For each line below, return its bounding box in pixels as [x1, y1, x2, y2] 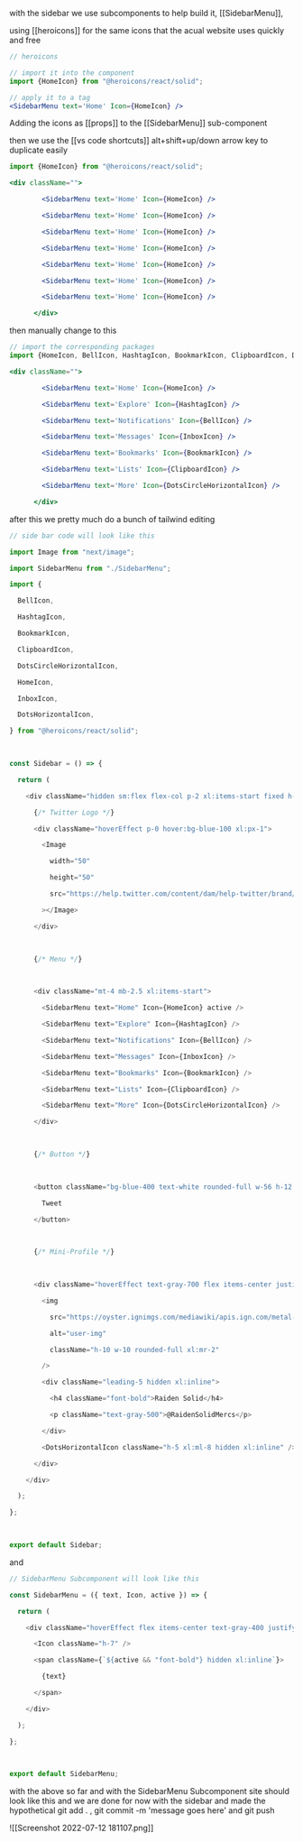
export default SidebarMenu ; [9, 1770, 119, 1779]
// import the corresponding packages [9, 343, 155, 352]
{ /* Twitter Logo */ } [32, 807, 115, 817]
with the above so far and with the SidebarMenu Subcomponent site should [9, 1786, 290, 1797]
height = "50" [49, 873, 95, 882]
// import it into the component [9, 68, 135, 78]
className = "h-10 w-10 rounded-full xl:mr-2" [49, 1345, 220, 1354]
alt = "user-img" [49, 1329, 106, 1338]
